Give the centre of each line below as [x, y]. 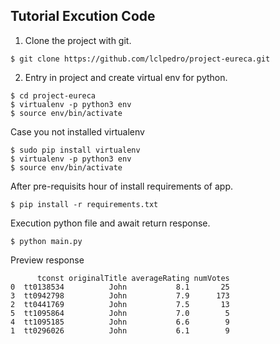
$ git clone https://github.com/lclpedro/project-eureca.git [140, 59]
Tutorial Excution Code [83, 16]
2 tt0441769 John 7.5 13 [120, 304]
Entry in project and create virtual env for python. [126, 77]
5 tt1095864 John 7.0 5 [120, 313]
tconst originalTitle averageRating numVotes [133, 278]
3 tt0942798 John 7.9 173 [120, 295]
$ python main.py [46, 241]
